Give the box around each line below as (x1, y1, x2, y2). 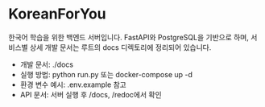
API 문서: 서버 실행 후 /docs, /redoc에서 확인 (19, 89, 163, 99)
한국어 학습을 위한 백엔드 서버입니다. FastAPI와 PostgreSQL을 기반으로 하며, (8, 32, 250, 42)
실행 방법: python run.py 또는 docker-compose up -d (19, 69, 193, 79)
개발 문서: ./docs (19, 60, 74, 69)
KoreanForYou (8, 5, 106, 23)
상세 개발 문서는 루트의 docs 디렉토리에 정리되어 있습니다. (29, 42, 212, 52)
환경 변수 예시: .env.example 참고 (19, 80, 126, 89)
